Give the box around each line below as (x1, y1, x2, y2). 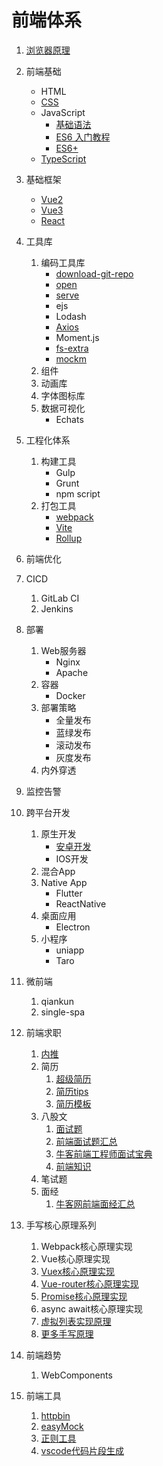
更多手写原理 (40, 1327, 94, 1340)
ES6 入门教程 (55, 131, 111, 143)
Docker (55, 689, 86, 701)
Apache (55, 666, 89, 678)
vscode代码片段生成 (40, 1444, 124, 1456)
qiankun (40, 995, 74, 1007)
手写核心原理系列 (25, 1219, 97, 1231)
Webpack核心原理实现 (40, 1240, 133, 1252)
